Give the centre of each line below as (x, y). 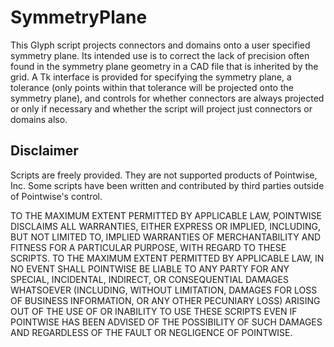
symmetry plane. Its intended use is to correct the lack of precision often (160, 55)
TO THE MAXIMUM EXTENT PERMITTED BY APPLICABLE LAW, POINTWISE (166, 215)
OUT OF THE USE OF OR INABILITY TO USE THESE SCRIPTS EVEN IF (154, 311)
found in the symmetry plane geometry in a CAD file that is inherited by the (164, 66)
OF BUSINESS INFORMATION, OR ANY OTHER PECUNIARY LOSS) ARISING (165, 300)
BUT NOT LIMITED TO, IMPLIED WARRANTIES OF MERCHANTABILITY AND (166, 237)
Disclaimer (44, 151)
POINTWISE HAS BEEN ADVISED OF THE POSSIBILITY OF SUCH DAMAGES (166, 322)
